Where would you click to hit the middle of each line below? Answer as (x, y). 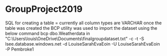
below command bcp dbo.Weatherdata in (48, 33)
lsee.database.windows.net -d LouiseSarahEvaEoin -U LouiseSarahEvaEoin (83, 44)
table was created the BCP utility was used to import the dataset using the (81, 28)
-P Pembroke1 (19, 49)
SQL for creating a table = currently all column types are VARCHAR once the (83, 23)
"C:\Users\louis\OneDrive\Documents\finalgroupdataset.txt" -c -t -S (75, 39)
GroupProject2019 (44, 9)
